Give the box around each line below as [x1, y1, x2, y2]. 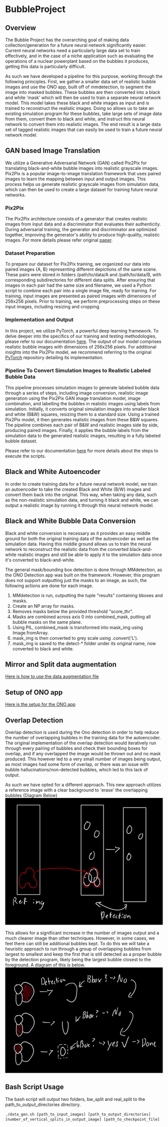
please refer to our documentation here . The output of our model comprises [5, 338, 161, 345]
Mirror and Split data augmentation [5, 660, 116, 669]
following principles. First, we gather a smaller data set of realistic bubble [5, 79, 156, 84]
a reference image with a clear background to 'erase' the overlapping [5, 787, 148, 793]
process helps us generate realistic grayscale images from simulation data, [5, 181, 160, 187]
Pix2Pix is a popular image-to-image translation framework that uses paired [5, 170, 161, 176]
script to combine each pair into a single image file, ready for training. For [5, 288, 156, 294]
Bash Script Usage [5, 1083, 64, 1091]
